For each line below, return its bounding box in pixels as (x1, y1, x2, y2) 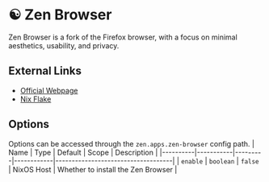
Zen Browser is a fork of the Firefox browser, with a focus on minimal (8, 32, 238, 42)
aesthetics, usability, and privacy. (8, 40, 120, 50)
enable (181, 157, 204, 166)
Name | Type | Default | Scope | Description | (8, 147, 158, 157)
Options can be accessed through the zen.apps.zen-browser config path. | (8, 139, 254, 148)
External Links (8, 64, 82, 78)
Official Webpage (19, 85, 78, 95)
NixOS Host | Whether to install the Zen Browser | (12, 164, 178, 174)
